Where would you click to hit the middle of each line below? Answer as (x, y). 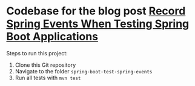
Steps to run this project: (37, 53)
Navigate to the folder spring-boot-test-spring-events (84, 71)
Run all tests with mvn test (48, 78)
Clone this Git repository (45, 65)
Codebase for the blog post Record (96, 11)
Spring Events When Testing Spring (98, 24)
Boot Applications (52, 37)
